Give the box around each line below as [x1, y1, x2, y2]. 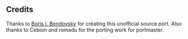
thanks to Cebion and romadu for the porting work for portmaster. [6, 26, 164, 33]
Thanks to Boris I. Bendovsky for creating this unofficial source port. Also [6, 20, 182, 27]
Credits [6, 5, 34, 15]
